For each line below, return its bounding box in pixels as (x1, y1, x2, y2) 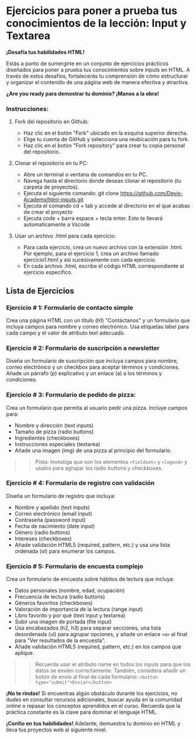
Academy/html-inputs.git (23, 196, 84, 203)
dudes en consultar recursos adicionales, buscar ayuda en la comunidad (6, 696, 182, 703)
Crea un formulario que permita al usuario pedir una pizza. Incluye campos (6, 404, 188, 411)
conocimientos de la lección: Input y (6, 16, 187, 30)
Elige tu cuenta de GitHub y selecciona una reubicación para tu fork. (23, 136, 190, 143)
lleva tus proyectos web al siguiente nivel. (6, 726, 108, 733)
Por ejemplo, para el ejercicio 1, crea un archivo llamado (23, 250, 159, 257)
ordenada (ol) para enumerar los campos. (14, 547, 116, 554)
